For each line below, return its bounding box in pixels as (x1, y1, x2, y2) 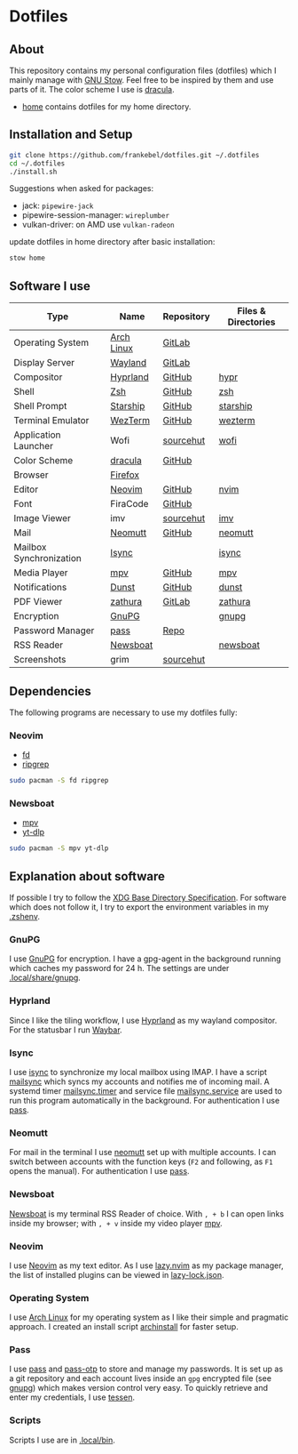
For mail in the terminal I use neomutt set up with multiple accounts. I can (9, 1147, 277, 1158)
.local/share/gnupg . (9, 972, 82, 984)
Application (13, 429, 61, 441)
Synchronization (13, 552, 82, 565)
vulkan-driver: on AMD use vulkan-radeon (21, 220, 175, 230)
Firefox (110, 469, 140, 481)
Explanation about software (9, 869, 166, 884)
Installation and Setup (9, 127, 133, 142)
